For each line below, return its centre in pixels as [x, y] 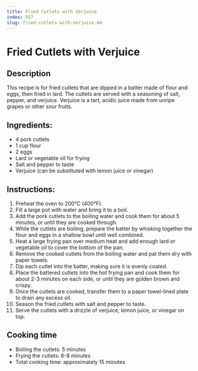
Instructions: [31, 189]
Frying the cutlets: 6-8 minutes [53, 356]
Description [29, 74]
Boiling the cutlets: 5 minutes [51, 349]
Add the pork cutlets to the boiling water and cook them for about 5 [97, 216]
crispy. [23, 285]
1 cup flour [28, 146]
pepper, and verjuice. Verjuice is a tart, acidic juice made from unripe [91, 100]
